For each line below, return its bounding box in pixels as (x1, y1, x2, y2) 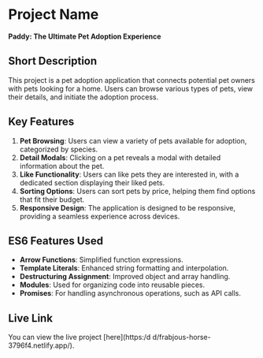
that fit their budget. (19, 195, 85, 204)
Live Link (8, 311, 54, 325)
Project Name (8, 6, 99, 24)
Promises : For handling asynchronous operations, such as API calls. (19, 289, 242, 298)
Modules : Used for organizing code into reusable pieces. (19, 280, 206, 289)
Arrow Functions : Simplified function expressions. (19, 255, 183, 265)
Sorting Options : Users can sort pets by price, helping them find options (19, 186, 256, 196)
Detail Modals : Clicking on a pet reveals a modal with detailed (19, 152, 221, 162)
